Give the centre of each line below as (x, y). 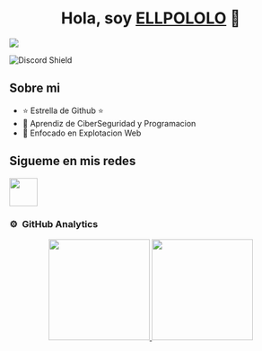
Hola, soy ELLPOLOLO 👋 (151, 18)
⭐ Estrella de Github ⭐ (63, 110)
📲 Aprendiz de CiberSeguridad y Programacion (109, 123)
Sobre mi (35, 88)
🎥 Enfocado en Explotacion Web (82, 133)
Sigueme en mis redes (73, 161)
